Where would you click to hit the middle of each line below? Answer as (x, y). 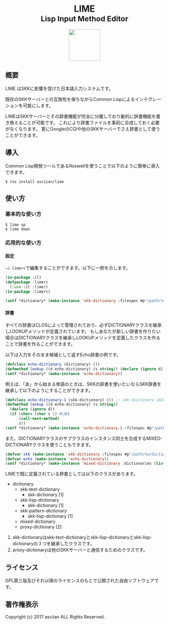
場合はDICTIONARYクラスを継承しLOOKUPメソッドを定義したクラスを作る (83, 338)
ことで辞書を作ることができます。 (40, 344)
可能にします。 (38, 105)
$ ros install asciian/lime (35, 182)
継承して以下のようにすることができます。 (49, 390)
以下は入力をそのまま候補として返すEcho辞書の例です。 (63, 355)
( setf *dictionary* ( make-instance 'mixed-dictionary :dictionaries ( (81, 464)
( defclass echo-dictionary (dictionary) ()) (53, 364)
